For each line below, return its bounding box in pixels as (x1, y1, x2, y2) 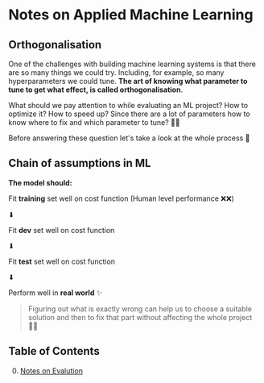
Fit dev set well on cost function (8, 225, 115, 235)
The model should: (8, 177, 72, 187)
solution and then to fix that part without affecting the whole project (27, 312, 253, 322)
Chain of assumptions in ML (8, 156, 151, 170)
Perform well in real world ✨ (8, 288, 103, 298)
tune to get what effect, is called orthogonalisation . (8, 85, 184, 94)
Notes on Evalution (19, 365, 83, 376)
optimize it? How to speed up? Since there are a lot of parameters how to (8, 109, 251, 119)
